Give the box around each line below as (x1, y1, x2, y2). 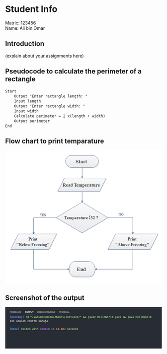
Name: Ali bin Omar (5, 25, 45, 31)
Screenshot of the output (5, 293, 84, 302)
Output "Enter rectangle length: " (14, 93, 88, 99)
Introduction (5, 40, 45, 48)
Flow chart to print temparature (5, 137, 104, 145)
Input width (14, 108, 39, 114)
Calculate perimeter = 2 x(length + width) (14, 113, 106, 119)
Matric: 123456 (5, 20, 36, 26)
